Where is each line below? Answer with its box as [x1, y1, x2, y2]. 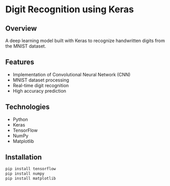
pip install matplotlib [5, 176, 56, 181]
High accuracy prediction [12, 88, 67, 94]
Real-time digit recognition [12, 82, 69, 88]
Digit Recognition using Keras [5, 4, 134, 15]
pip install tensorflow [5, 167, 56, 172]
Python [12, 116, 28, 122]
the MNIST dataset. [5, 43, 46, 49]
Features [5, 58, 34, 67]
